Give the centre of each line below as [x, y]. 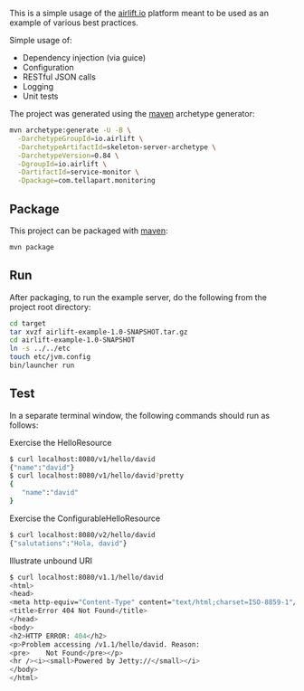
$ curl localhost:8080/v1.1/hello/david [87, 577]
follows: [24, 425]
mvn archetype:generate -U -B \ [70, 130]
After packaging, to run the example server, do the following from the [138, 297]
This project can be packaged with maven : [89, 231]
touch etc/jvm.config [50, 357]
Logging [38, 86]
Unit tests [40, 96]
